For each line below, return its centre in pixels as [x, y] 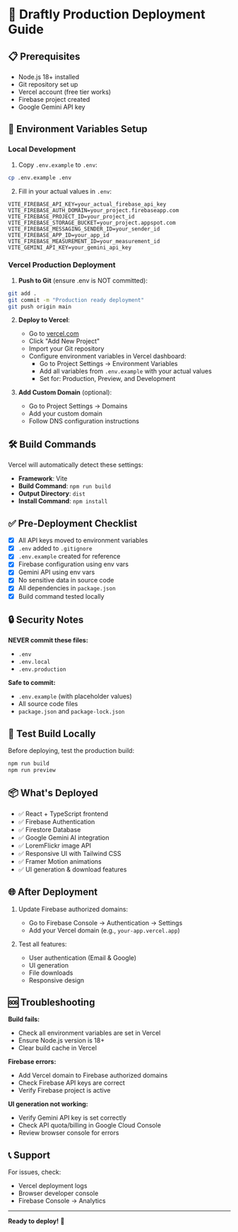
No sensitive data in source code [66, 580]
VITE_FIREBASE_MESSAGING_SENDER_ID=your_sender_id [84, 229]
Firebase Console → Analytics [62, 1201]
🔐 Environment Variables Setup [78, 129]
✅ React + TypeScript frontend [63, 814]
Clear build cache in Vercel [58, 1048]
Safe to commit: [32, 683]
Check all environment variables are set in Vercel [89, 1033]
